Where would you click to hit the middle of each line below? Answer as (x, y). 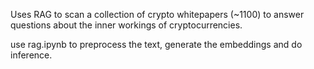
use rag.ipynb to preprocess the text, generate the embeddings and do (156, 44)
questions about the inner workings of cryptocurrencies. (126, 25)
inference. (31, 55)
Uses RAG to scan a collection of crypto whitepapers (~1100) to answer (157, 14)
